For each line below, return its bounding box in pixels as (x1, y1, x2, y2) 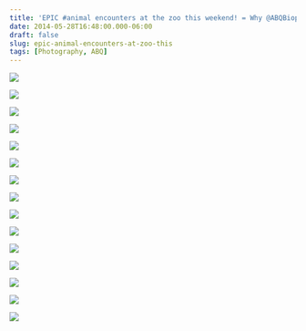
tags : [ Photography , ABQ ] (9, 47, 107, 57)
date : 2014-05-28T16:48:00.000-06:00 (9, 22, 153, 31)
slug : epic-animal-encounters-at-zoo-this (9, 38, 173, 48)
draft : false (9, 30, 59, 39)
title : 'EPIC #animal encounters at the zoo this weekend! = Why (9, 13, 262, 23)
